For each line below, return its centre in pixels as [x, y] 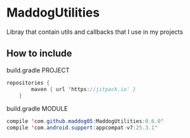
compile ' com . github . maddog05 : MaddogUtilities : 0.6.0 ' [85, 121]
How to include [40, 53]
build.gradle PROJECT [38, 70]
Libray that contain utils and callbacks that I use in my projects [95, 32]
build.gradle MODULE [37, 109]
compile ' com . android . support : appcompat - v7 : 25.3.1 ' [82, 128]
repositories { [28, 83]
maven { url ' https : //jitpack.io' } [84, 89]
